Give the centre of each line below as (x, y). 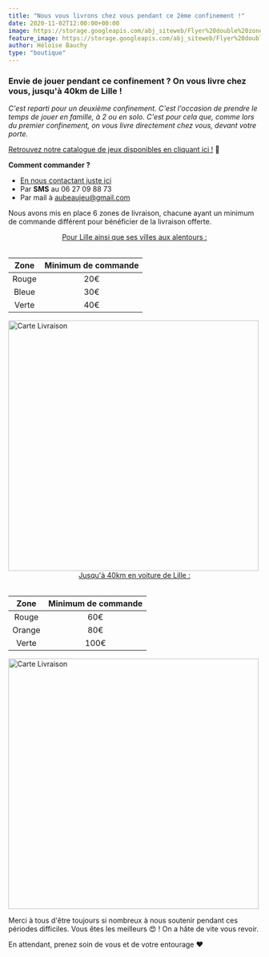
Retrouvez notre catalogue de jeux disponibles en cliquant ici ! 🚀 (114, 150)
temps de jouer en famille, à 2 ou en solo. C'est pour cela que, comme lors (131, 117)
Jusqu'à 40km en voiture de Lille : (134, 575)
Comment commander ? (49, 165)
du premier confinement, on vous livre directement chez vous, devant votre (132, 126)
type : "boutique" (37, 53)
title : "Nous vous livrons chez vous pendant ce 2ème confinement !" (127, 16)
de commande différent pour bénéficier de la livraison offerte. (110, 222)
